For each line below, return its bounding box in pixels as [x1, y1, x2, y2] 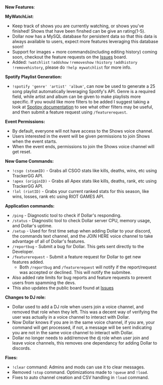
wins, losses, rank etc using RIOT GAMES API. [12, 193, 105, 199]
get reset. [12, 149, 32, 154]
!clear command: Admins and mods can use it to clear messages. [12, 364, 145, 370]
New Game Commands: [5, 158, 54, 164]
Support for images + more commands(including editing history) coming [12, 49, 157, 55]
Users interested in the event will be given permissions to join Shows [12, 134, 150, 139]
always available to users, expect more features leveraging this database [12, 38, 159, 44]
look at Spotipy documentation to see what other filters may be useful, [12, 104, 153, 110]
